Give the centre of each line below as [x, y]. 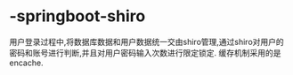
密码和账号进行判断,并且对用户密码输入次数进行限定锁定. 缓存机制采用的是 [146, 52]
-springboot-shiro [77, 16]
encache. [26, 63]
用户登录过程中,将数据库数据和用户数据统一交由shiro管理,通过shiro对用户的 [147, 41]
